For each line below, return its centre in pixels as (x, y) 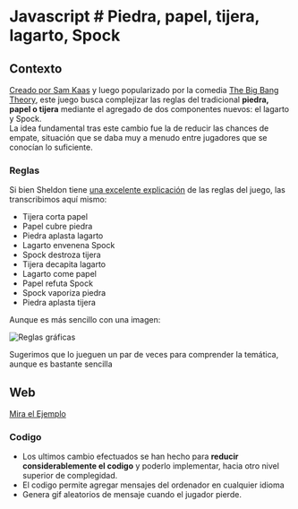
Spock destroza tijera (61, 255)
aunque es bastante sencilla (61, 364)
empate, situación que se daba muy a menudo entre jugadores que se (138, 138)
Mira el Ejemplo (38, 414)
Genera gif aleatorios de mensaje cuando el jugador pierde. (132, 495)
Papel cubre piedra (57, 227)
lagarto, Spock (65, 35)
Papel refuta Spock (58, 283)
